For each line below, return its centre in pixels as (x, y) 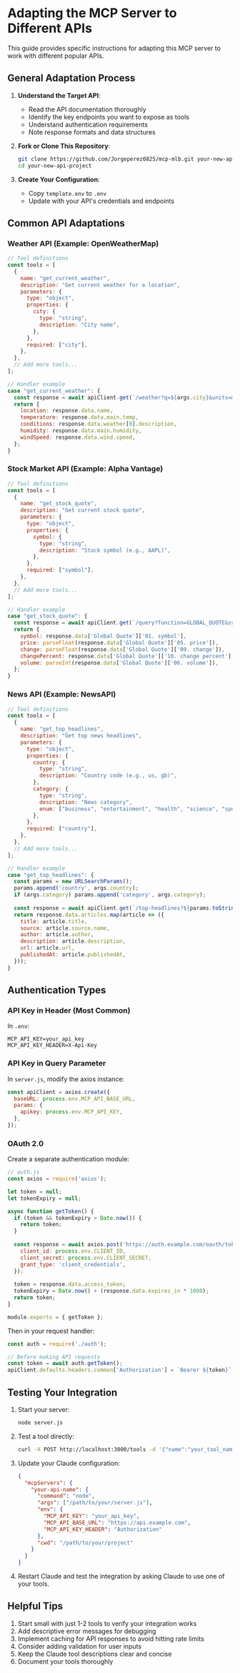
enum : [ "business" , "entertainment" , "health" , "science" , (129, 809)
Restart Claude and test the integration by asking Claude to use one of (121, 1576)
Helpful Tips (35, 1606)
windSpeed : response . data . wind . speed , (78, 437)
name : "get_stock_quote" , (59, 504)
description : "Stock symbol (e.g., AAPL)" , (105, 550)
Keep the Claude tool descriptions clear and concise (95, 1654)
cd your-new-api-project (55, 166)
